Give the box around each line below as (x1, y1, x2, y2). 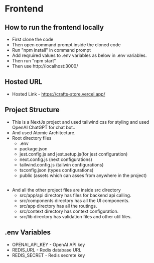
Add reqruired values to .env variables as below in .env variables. (12, 52, 147, 58)
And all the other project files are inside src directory (12, 187, 121, 193)
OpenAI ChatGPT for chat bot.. (12, 124, 76, 130)
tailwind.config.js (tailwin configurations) (19, 161, 104, 167)
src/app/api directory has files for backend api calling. (19, 192, 131, 199)
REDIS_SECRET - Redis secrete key (12, 252, 85, 258)
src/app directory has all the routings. (19, 203, 97, 209)
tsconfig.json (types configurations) (19, 167, 94, 173)
